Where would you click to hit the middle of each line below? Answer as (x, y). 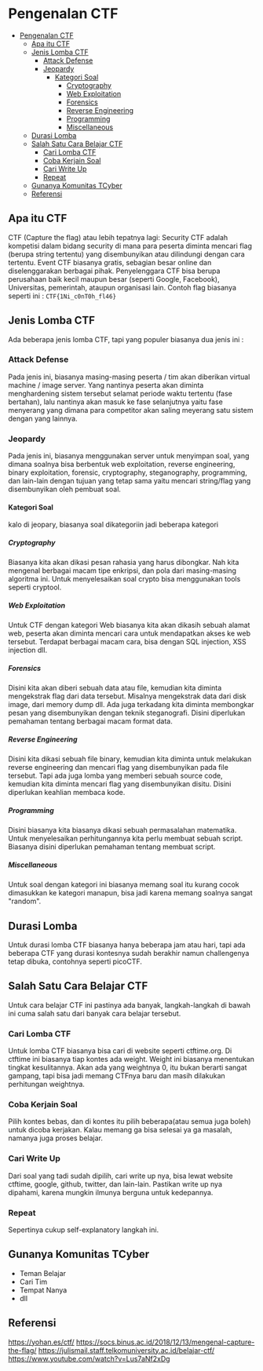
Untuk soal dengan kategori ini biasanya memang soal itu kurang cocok (124, 884)
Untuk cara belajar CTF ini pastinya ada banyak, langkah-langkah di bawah (130, 1005)
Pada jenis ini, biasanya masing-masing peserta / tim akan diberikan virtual (129, 377)
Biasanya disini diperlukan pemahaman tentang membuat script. (112, 847)
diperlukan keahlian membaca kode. (67, 793)
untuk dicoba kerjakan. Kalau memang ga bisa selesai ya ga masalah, (121, 1130)
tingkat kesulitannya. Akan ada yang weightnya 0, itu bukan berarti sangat (128, 1067)
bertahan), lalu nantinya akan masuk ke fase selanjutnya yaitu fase (116, 402)
